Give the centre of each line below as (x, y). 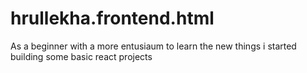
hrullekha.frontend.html (112, 18)
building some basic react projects (81, 56)
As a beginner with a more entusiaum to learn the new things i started (153, 46)
